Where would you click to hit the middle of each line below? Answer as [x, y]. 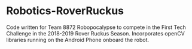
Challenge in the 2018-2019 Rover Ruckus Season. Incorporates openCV [96, 33]
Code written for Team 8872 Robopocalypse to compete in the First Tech [96, 27]
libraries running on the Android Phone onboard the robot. [78, 40]
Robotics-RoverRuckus [65, 11]
